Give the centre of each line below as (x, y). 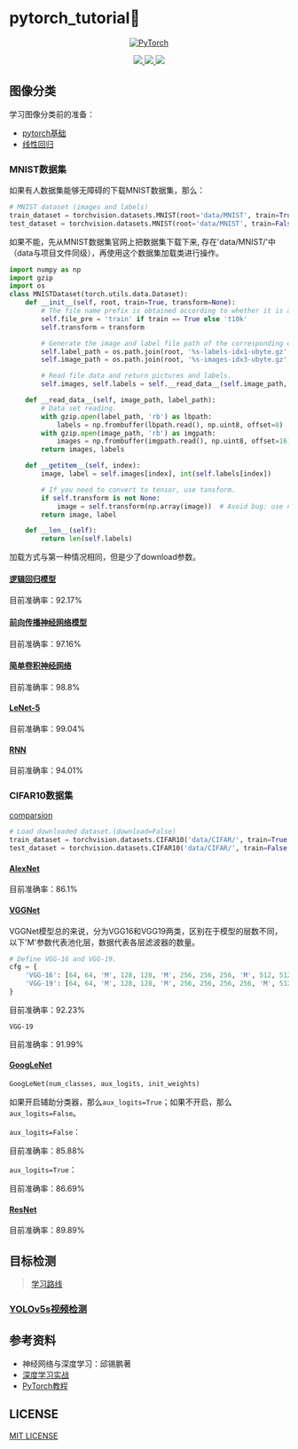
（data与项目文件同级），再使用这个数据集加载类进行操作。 (116, 253)
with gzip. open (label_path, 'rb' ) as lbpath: (127, 416)
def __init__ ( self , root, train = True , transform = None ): (131, 303)
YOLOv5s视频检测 (48, 1309)
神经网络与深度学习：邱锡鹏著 (76, 1363)
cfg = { (24, 967)
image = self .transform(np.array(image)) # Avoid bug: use (170, 506)
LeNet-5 (25, 708)
